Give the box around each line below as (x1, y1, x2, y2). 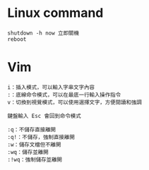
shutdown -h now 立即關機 (7, 30, 80, 37)
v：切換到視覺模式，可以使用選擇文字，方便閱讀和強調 (7, 99, 143, 106)
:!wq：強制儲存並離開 (7, 156, 62, 163)
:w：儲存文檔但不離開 (7, 141, 61, 148)
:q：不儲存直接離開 (7, 126, 56, 133)
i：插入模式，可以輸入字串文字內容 (7, 83, 95, 91)
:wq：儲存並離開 (7, 148, 49, 156)
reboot (7, 35, 27, 43)
